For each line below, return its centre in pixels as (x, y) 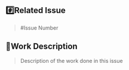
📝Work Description (42, 47)
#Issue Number (39, 28)
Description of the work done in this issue (71, 61)
